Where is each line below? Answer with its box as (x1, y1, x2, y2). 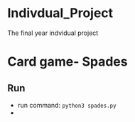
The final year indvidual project (7, 29, 99, 37)
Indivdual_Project (7, 5, 114, 21)
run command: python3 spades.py (17, 101, 117, 109)
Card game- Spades (7, 54, 128, 70)
